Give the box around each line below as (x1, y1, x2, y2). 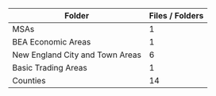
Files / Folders (148, 10, 204, 21)
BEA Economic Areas (12, 36, 91, 47)
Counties (12, 75, 46, 86)
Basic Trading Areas (12, 63, 87, 73)
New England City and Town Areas (12, 49, 141, 60)
